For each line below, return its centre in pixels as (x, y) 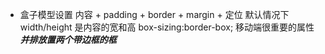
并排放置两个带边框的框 (68, 39)
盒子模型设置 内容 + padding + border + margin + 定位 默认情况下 (154, 14)
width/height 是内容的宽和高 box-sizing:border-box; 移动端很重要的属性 (167, 27)
